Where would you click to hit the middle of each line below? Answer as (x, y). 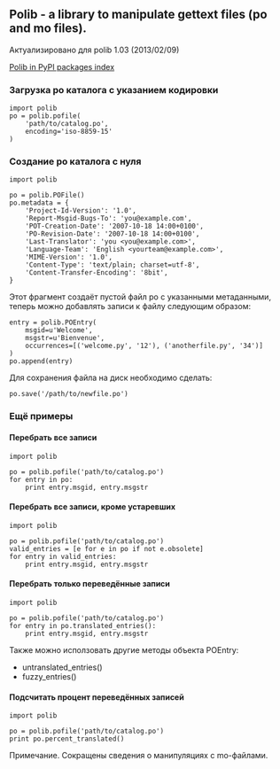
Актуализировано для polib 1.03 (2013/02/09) (94, 50)
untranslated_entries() (62, 667)
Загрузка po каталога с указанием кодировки (114, 89)
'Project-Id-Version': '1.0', (81, 211)
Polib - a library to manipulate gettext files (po (138, 15)
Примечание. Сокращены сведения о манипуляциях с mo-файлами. (139, 756)
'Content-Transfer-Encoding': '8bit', (97, 273)
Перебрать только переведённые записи (90, 584)
